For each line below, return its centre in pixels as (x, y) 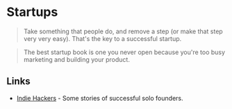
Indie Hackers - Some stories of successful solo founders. (100, 98)
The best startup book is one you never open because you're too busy (124, 52)
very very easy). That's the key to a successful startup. (102, 38)
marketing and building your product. (76, 59)
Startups (32, 12)
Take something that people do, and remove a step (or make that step (123, 31)
